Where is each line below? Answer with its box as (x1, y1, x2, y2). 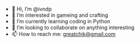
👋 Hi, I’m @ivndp (11, 6, 52, 12)
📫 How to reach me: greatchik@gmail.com (11, 31, 116, 37)
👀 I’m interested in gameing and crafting (11, 12, 108, 19)
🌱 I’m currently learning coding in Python (11, 18, 111, 24)
